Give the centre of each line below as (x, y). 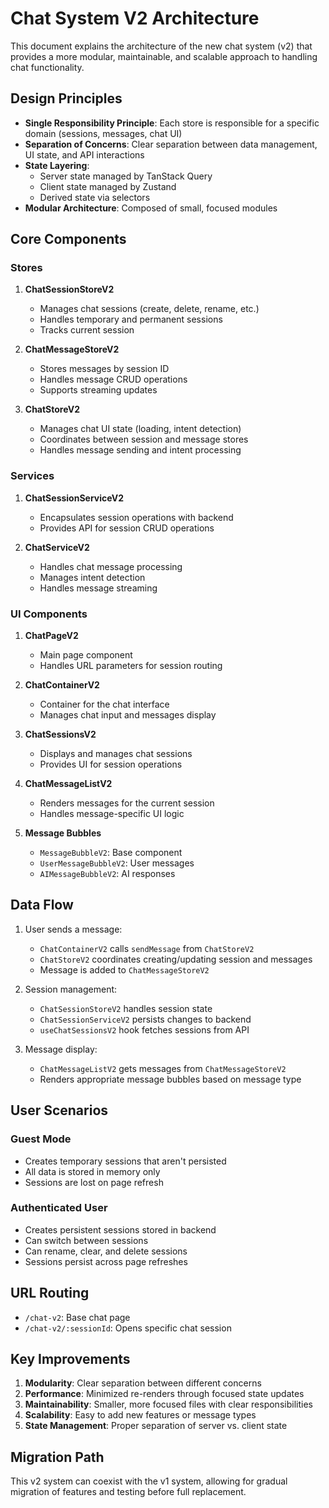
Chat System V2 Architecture (135, 18)
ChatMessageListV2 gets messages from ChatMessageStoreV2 (163, 1068)
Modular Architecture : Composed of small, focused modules (151, 208)
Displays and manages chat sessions (116, 754)
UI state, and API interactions (84, 154)
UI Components (49, 614)
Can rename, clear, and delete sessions (106, 1251)
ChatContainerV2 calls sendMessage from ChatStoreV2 (147, 948)
